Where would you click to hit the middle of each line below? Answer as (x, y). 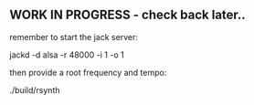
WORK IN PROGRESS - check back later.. (128, 15)
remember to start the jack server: (74, 37)
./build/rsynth (35, 89)
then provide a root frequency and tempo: (88, 72)
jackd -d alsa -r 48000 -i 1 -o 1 (67, 55)
